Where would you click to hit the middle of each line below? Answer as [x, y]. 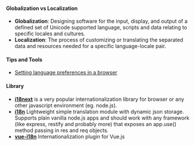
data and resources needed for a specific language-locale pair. [90, 46]
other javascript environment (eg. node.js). [66, 105]
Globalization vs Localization [42, 8]
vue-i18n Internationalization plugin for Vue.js [69, 136]
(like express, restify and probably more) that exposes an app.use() [95, 124]
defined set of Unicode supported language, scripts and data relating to [101, 28]
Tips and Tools [24, 59]
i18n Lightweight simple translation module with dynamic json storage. [99, 111]
